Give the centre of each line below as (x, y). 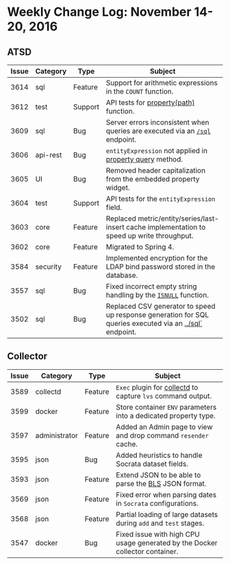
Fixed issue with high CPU (158, 534)
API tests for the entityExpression (161, 199)
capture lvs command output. (164, 396)
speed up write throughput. (150, 236)
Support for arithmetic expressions (162, 83)
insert (115, 227)
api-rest (49, 155)
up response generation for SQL (157, 315)
